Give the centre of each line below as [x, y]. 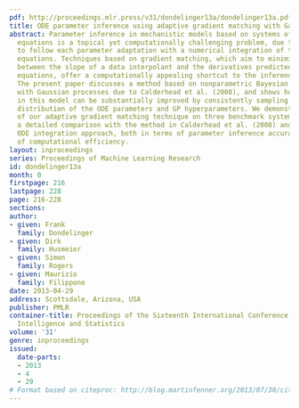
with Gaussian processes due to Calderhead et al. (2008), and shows [149, 92]
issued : [24, 348]
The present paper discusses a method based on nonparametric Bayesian [153, 84]
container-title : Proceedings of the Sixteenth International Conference [149, 316]
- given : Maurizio [43, 274]
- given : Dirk [36, 241]
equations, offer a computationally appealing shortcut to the [137, 76]
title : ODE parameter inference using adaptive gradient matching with [145, 26]
